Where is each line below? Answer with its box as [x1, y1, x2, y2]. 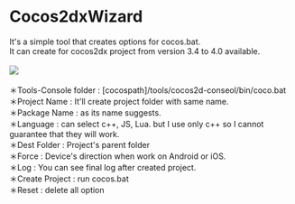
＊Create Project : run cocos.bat [9, 173, 129, 184]
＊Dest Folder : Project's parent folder [9, 139, 151, 150]
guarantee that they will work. [9, 128, 120, 139]
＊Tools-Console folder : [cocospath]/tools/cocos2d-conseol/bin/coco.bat [9, 84, 287, 96]
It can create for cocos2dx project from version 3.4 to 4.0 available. [9, 45, 261, 56]
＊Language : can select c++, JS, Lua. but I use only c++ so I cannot [9, 118, 264, 129]
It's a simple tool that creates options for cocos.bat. [9, 36, 201, 47]
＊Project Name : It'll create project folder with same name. [9, 96, 229, 107]
